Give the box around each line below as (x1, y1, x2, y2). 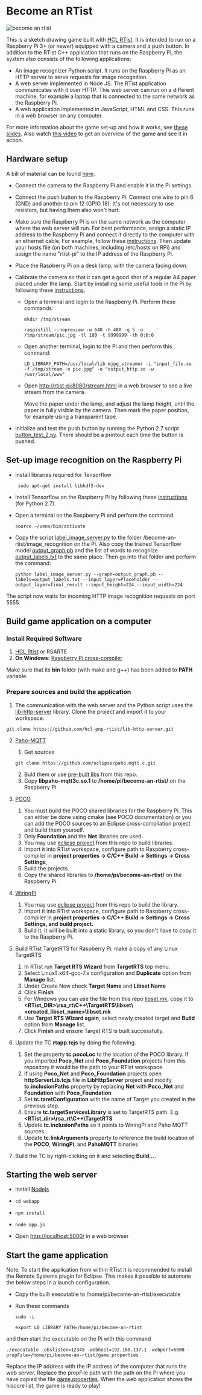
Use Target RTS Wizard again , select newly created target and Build (24, 1014, 195, 1021)
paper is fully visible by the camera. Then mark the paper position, (24, 406, 189, 413)
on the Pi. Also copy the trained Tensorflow (74, 540, 181, 548)
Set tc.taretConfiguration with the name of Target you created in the (24, 1095, 196, 1102)
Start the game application (6, 1250, 109, 1260)
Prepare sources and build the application (6, 688, 131, 696)
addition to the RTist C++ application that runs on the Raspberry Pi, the (6, 48, 183, 56)
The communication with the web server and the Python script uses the (14, 701, 193, 708)
